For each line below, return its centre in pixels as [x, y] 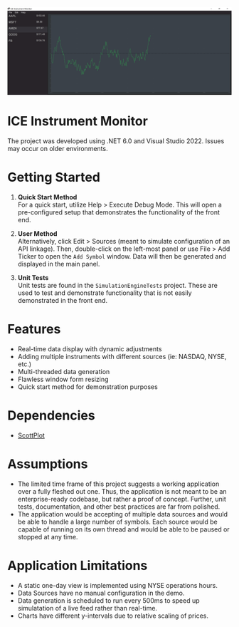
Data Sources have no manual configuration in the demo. [101, 593]
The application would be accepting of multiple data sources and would [123, 514]
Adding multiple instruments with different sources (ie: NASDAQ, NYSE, [122, 356]
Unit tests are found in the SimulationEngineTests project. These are [118, 285]
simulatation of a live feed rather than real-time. [87, 608]
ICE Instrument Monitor [78, 121]
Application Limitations [78, 565]
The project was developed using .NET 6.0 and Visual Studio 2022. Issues [116, 141]
